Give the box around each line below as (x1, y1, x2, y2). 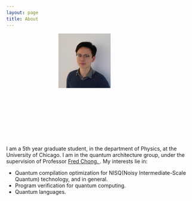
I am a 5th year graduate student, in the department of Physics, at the (6, 145, 177, 152)
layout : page (6, 10, 39, 16)
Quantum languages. (14, 188, 67, 195)
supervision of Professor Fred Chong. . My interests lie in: (6, 157, 148, 165)
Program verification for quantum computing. (14, 182, 126, 189)
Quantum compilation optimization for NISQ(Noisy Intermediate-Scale (14, 169, 187, 176)
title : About (6, 16, 39, 22)
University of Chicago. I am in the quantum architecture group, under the (6, 151, 185, 158)
